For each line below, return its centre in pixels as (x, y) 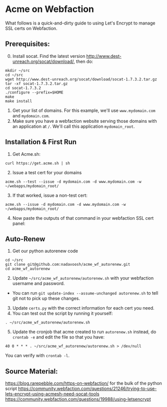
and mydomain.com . (31, 115)
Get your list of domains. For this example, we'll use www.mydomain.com (84, 110)
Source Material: (32, 371)
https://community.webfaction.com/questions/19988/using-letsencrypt (78, 399)
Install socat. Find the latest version (49, 56)
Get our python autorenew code (45, 251)
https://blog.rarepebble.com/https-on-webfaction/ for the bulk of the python (83, 384)
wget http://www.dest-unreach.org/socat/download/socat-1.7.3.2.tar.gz (81, 79)
